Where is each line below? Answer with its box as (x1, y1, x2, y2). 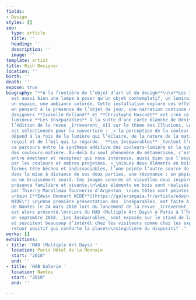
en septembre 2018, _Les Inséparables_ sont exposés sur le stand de (11, 215, 184, 221)
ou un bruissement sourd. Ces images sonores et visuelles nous (11, 177, 171, 183)
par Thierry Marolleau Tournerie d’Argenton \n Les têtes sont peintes (11, 187, 190, 193)
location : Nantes (11, 269, 54, 275)
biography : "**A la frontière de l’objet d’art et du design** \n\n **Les (6, 90, 187, 96)
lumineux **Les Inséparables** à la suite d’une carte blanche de (11, 117, 176, 123)
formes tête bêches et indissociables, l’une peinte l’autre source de (11, 166, 190, 172)
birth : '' (6, 74, 30, 79)
